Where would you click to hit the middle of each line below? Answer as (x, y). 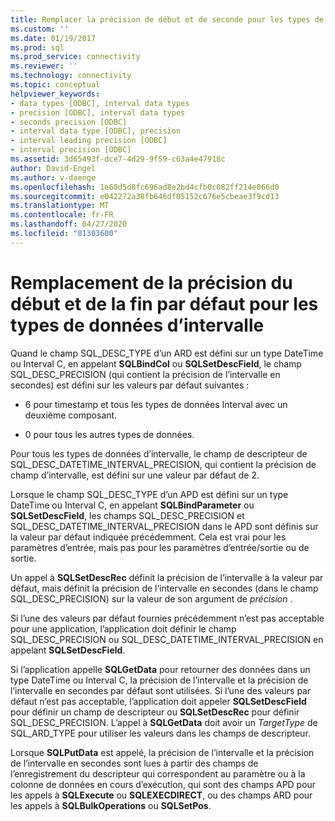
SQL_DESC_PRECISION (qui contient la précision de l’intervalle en (145, 374)
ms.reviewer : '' (44, 66)
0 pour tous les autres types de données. (109, 434)
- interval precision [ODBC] (71, 150)
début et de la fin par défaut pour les (164, 303)
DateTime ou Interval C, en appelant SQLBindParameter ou (132, 505)
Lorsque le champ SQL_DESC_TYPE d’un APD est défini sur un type (149, 494)
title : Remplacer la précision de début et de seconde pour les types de (167, 19)
